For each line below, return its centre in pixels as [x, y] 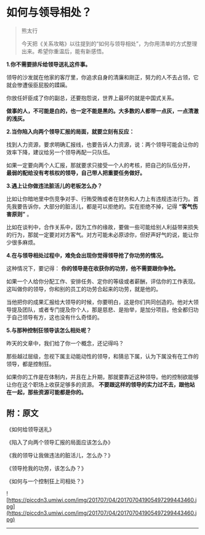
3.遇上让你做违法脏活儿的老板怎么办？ [54, 186]
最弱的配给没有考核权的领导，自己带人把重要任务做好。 [76, 172]
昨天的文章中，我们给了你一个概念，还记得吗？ [65, 343]
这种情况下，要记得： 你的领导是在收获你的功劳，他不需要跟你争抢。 [92, 268]
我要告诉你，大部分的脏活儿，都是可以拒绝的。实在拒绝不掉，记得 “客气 [102, 206]
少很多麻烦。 [22, 242]
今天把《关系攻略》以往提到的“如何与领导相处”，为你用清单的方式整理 [109, 43]
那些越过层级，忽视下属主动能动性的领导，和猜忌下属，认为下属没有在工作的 [103, 356]
